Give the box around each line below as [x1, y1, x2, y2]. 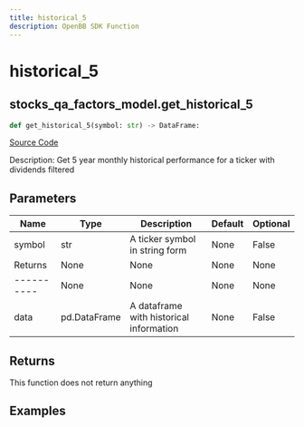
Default [211, 218, 244, 230]
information [129, 323, 179, 335]
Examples [9, 403, 66, 419]
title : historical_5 [9, 13, 88, 23]
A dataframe [129, 300, 183, 313]
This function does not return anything [9, 377, 153, 388]
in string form [129, 244, 187, 257]
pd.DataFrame [60, 311, 121, 324]
